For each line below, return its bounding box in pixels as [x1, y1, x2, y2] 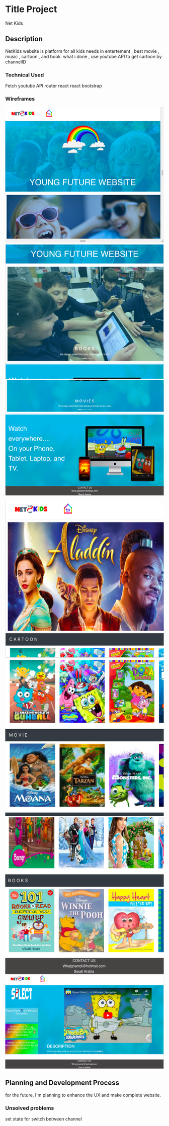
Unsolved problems [5, 1104, 54, 1111]
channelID [5, 59, 27, 65]
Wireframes [5, 95, 35, 102]
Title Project [5, 4, 57, 15]
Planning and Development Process [5, 1079, 120, 1087]
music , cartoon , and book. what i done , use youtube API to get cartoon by [5, 53, 162, 59]
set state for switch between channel [5, 1116, 82, 1122]
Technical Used [5, 71, 44, 78]
